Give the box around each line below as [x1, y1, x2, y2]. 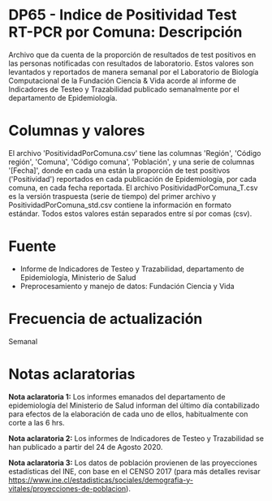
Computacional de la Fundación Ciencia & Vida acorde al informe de [8, 76, 237, 85]
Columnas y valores [8, 122, 145, 140]
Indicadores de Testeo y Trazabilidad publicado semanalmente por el [8, 84, 240, 94]
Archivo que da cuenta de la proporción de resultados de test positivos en [8, 50, 257, 59]
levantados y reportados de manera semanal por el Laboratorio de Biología [8, 67, 259, 76]
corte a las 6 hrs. [8, 417, 65, 427]
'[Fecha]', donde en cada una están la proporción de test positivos [8, 165, 231, 175]
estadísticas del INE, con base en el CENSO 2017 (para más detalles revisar [8, 466, 261, 476]
